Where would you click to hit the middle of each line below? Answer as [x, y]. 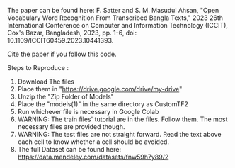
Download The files [46, 82]
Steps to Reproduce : [38, 68]
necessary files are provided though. [71, 127]
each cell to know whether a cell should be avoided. [93, 142]
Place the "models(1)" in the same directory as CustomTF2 [103, 104]
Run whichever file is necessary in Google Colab [88, 112]
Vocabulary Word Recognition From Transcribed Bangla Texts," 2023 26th [115, 18]
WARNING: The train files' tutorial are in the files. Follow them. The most [122, 119]
